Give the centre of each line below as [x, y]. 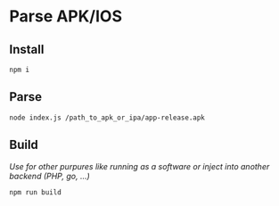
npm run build [36, 192]
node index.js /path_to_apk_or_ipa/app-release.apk [107, 118]
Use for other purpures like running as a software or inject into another [139, 166]
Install [27, 49]
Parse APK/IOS [66, 16]
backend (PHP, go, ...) [50, 176]
